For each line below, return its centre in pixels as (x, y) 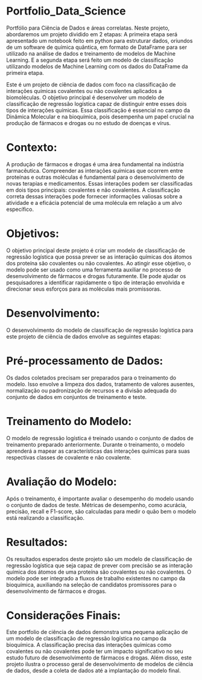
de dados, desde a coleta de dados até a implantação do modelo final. (93, 671)
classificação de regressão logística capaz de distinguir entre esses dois (96, 103)
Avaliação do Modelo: (62, 481)
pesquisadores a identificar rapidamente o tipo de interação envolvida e (96, 282)
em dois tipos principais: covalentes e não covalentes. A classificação (93, 190)
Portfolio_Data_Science (66, 11)
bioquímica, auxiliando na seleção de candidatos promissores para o (91, 584)
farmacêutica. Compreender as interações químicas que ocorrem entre (95, 170)
